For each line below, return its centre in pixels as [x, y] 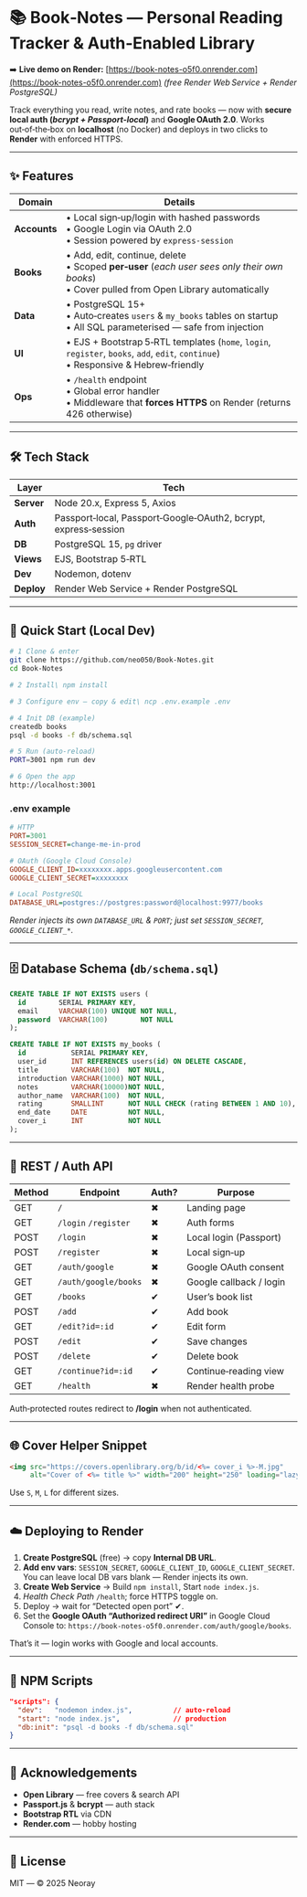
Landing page [217, 1207]
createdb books [38, 726]
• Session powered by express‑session [149, 240]
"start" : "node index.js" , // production [122, 1719]
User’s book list [220, 1297]
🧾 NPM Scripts [51, 1681]
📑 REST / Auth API [61, 1166]
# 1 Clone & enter [44, 652]
